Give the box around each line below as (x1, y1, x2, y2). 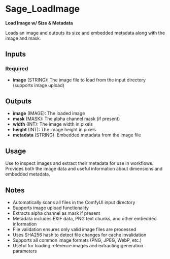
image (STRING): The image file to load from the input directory (12, 77, 146, 83)
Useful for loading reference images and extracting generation (12, 243, 144, 249)
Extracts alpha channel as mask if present (12, 210, 100, 216)
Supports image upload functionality (12, 205, 89, 211)
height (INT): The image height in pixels (12, 127, 96, 133)
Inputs (5, 50, 26, 59)
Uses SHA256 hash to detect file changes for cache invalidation (12, 232, 147, 238)
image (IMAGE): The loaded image (12, 110, 85, 117)
